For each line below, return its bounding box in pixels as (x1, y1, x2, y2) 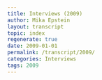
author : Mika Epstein (7, 17, 71, 24)
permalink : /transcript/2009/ (7, 49, 96, 56)
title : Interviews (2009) (7, 10, 82, 17)
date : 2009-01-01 (7, 42, 58, 49)
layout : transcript (7, 23, 64, 30)
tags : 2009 (7, 62, 39, 69)
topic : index (7, 29, 45, 37)
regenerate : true (7, 36, 58, 43)
